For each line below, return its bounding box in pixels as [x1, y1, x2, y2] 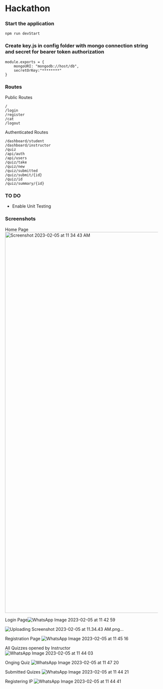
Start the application [5, 20, 54, 27]
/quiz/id [5, 177, 23, 182]
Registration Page [5, 636, 41, 641]
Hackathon [5, 3, 50, 14]
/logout [5, 121, 21, 126]
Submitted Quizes [5, 669, 41, 674]
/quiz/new [5, 164, 25, 169]
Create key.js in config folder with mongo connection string [5, 42, 148, 49]
